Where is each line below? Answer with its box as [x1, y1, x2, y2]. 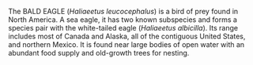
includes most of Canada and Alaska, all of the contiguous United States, [8, 31, 246, 41]
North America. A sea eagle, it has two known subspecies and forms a [8, 15, 237, 24]
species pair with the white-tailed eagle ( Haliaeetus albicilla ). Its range [8, 23, 239, 32]
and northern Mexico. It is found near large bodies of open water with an [8, 40, 245, 49]
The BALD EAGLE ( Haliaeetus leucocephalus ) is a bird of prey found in [8, 7, 239, 16]
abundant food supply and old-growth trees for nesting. [8, 49, 190, 57]
